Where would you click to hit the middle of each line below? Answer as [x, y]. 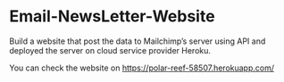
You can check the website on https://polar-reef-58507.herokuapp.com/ [142, 68]
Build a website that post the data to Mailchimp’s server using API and [138, 41]
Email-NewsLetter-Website [113, 16]
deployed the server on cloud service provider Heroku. [110, 50]
